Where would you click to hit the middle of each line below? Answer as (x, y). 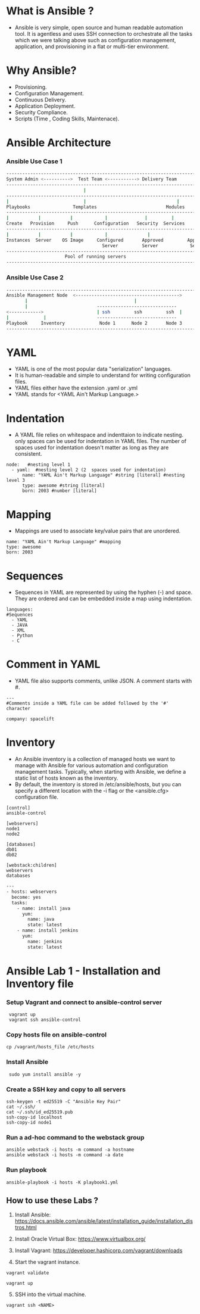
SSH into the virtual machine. (50, 1294)
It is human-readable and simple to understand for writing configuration (103, 375)
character (18, 709)
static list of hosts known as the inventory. (66, 778)
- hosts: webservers (32, 892)
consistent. (29, 454)
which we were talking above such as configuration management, (96, 40)
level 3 (16, 481)
